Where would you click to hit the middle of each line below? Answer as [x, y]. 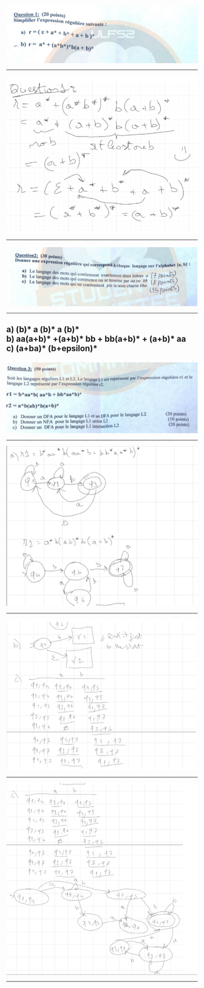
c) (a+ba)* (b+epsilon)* [52, 348]
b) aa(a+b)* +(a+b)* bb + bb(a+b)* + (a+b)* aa [96, 339]
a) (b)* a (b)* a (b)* [43, 329]
